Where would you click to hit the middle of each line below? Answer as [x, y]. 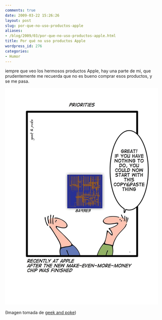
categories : [17, 51]
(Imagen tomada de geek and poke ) [41, 313]
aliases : [14, 31]
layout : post [18, 20]
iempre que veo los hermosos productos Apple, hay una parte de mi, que [78, 71]
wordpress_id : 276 [24, 46]
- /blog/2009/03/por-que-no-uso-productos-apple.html [61, 36]
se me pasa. [17, 81]
